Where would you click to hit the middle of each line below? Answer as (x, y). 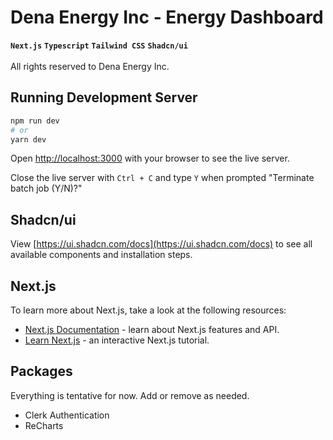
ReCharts (44, 425)
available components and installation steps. (101, 255)
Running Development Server (104, 97)
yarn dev (28, 139)
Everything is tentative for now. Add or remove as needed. (130, 395)
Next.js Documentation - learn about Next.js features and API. (152, 329)
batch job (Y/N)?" (46, 188)
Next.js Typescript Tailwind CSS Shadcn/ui (99, 46)
